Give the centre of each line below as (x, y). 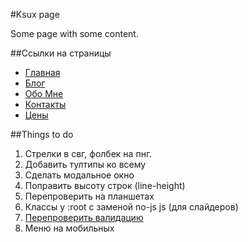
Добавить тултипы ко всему (85, 164)
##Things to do (42, 134)
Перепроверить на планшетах (89, 196)
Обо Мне (44, 93)
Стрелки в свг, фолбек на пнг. (88, 153)
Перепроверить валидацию (84, 217)
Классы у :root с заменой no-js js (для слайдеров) (131, 207)
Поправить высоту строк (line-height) (105, 185)
